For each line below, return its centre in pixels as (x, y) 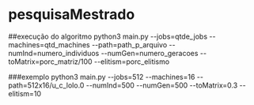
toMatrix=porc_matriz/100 (50, 62)
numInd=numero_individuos (54, 53)
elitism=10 (25, 93)
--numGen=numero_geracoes (150, 53)
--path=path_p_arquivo (129, 44)
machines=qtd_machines (49, 44)
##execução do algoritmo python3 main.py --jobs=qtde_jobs (108, 36)
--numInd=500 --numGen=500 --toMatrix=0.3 (162, 85)
